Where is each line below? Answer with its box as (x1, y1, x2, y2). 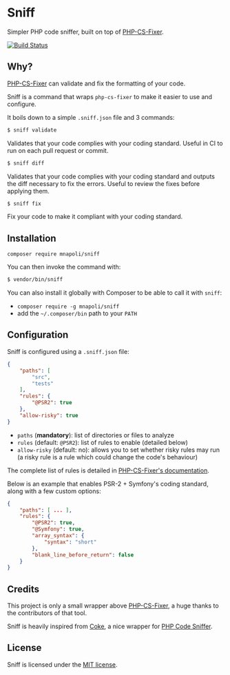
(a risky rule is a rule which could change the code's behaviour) (17, 453, 198, 461)
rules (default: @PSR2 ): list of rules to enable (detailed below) (17, 438, 188, 446)
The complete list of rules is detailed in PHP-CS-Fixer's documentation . (7, 466, 210, 475)
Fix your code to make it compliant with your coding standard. (7, 212, 183, 221)
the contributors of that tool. (7, 609, 87, 617)
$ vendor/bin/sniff (7, 276, 63, 283)
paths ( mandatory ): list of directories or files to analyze (17, 430, 174, 439)
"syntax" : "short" (43, 539, 97, 546)
